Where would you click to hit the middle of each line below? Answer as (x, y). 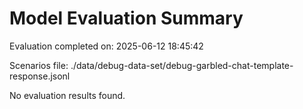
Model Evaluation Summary (126, 18)
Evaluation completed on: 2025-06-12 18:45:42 (106, 46)
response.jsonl (40, 76)
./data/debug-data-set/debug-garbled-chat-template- (182, 65)
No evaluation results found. (67, 95)
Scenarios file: (39, 65)
